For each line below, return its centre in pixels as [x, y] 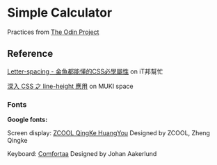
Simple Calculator [60, 13]
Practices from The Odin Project [53, 32]
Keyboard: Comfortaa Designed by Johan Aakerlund [82, 154]
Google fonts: [27, 120]
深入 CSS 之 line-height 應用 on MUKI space [70, 86]
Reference [30, 54]
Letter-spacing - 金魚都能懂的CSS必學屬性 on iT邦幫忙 [85, 71]
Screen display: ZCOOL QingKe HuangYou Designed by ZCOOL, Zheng [109, 133]
